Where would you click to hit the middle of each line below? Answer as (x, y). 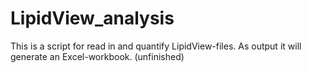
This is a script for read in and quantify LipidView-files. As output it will (156, 46)
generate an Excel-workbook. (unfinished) (97, 56)
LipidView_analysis (92, 18)
